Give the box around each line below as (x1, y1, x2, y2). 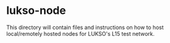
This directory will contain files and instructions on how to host (6, 24, 164, 31)
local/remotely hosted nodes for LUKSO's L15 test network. (6, 30, 155, 37)
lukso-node (6, 4, 66, 18)
